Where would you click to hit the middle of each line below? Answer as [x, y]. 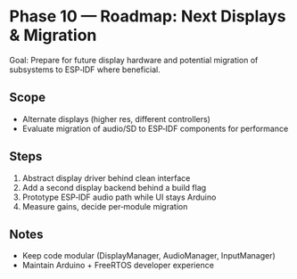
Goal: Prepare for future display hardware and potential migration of [134, 60]
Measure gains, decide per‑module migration [105, 206]
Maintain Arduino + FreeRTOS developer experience [118, 266]
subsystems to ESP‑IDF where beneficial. [85, 70]
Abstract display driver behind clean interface [106, 178]
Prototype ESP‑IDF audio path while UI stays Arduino [119, 197]
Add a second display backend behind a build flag [114, 187]
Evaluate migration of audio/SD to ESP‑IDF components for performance [155, 128]
